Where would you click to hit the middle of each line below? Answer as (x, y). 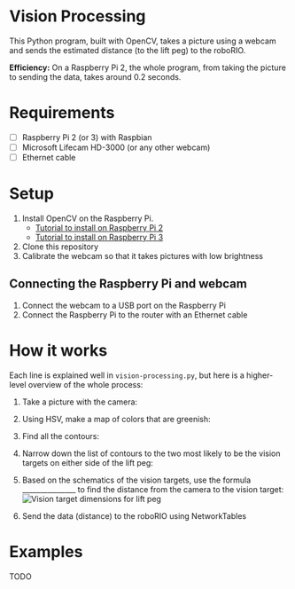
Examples (46, 551)
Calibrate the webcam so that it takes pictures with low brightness (143, 256)
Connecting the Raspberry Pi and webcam (128, 284)
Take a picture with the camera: (80, 402)
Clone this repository (60, 247)
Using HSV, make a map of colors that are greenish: (116, 419)
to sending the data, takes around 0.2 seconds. (95, 76)
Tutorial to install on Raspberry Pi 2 (99, 228)
